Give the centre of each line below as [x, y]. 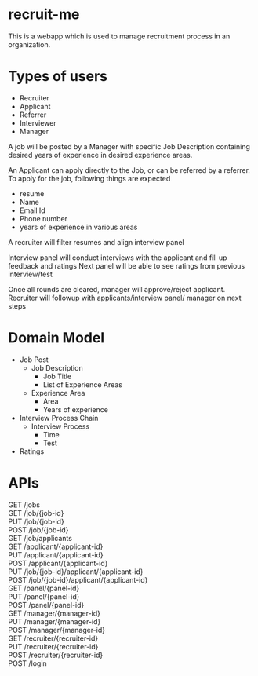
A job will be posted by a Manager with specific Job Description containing [129, 146]
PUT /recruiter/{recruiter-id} [53, 646]
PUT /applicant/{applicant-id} [56, 554]
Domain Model [56, 338]
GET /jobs [24, 505]
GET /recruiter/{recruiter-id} [53, 638]
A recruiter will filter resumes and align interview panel [96, 242]
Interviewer [38, 122]
